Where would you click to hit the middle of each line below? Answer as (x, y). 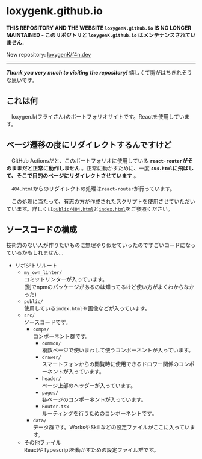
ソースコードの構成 (41, 229)
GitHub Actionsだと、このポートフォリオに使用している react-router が (99, 160)
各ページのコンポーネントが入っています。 (94, 399)
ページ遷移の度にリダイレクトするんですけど (89, 145)
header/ (51, 379)
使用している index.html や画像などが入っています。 (87, 308)
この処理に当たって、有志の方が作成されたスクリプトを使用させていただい (103, 201)
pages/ (50, 393)
